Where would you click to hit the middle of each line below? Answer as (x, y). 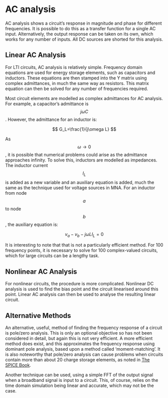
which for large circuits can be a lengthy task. (52, 256)
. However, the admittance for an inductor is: (51, 119)
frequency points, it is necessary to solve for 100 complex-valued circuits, (81, 251)
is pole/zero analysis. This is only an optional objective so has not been (79, 333)
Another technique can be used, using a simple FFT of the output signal (79, 375)
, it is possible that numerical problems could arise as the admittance (76, 154)
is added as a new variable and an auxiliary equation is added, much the (80, 182)
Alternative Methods (38, 315)
